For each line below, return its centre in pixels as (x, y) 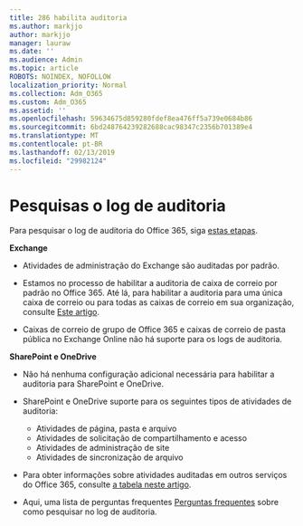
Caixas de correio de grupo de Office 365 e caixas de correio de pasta (154, 330)
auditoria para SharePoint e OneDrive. (93, 384)
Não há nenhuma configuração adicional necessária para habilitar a (148, 374)
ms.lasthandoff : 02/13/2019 (62, 152)
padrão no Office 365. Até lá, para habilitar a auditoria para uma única (152, 293)
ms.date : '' (32, 52)
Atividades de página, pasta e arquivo (106, 429)
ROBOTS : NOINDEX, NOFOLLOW (60, 77)
